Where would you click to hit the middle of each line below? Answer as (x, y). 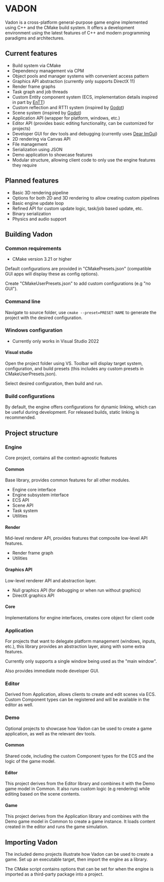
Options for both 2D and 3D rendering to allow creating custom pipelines (86, 198)
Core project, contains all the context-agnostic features (61, 458)
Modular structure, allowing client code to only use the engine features (84, 160)
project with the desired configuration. (44, 318)
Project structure (32, 433)
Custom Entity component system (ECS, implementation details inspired (85, 97)
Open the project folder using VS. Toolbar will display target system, (74, 363)
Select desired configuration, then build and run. (54, 384)
